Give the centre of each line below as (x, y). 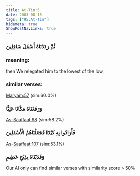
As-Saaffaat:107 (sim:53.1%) (35, 144)
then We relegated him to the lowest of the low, (55, 71)
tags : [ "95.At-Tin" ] (28, 19)
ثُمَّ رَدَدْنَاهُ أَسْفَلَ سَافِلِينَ (30, 47)
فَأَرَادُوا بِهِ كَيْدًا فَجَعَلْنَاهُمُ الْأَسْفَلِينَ (40, 132)
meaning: (18, 60)
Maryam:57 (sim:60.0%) (31, 95)
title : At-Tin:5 (23, 10)
